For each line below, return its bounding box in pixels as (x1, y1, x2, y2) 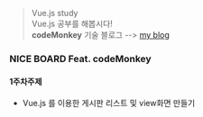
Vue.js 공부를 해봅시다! (31, 18, 113, 29)
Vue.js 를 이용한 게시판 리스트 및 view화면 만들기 (22, 98, 196, 109)
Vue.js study (31, 8, 78, 18)
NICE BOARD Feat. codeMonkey (9, 52, 152, 65)
